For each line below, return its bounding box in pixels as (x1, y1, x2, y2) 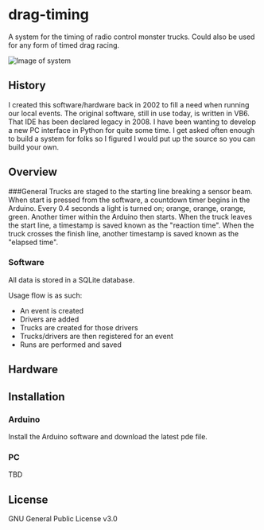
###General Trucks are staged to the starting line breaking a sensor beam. (8, 186, 253, 196)
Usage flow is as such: (8, 290, 83, 300)
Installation (8, 390, 65, 403)
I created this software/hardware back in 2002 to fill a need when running (8, 99, 250, 109)
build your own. (8, 142, 60, 152)
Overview (8, 166, 58, 179)
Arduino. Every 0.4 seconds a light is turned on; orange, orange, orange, (8, 203, 247, 212)
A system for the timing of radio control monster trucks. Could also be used (8, 32, 255, 41)
